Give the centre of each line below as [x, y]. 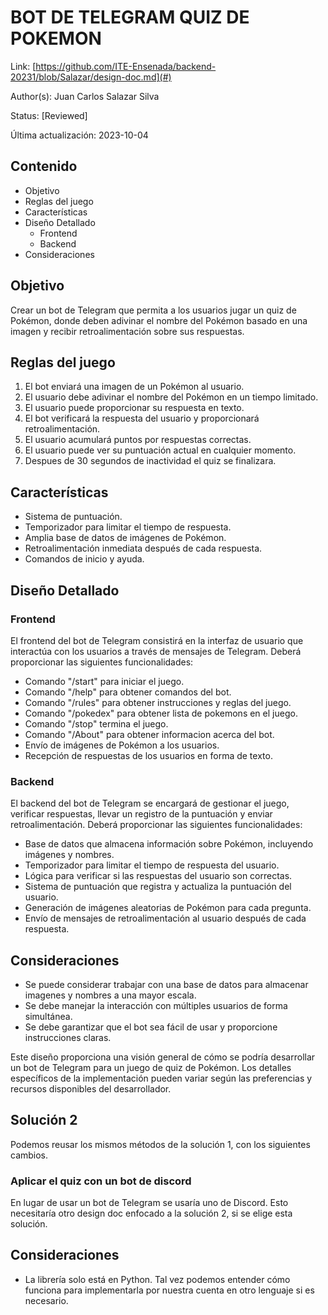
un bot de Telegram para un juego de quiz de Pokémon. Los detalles [151, 1067]
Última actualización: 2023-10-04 [79, 135]
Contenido [44, 166]
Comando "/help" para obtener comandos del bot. [128, 692]
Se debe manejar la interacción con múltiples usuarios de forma [156, 1005]
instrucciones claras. [68, 1037]
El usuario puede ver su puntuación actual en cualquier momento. [160, 450]
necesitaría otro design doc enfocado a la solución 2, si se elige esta [151, 1213]
